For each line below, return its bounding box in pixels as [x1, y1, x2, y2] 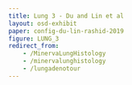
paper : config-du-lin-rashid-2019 [8, 27, 125, 35]
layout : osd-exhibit [8, 19, 78, 28]
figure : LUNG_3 [8, 34, 60, 43]
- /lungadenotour [23, 65, 81, 73]
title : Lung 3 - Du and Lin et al [8, 11, 125, 20]
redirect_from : [8, 42, 60, 50]
